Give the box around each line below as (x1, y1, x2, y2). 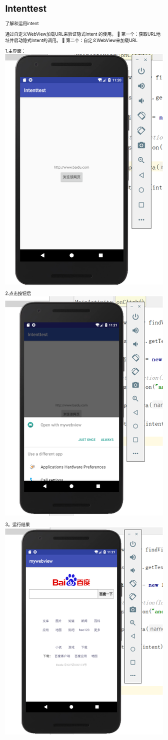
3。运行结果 (5, 521, 30, 527)
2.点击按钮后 (5, 290, 31, 296)
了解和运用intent (5, 20, 39, 26)
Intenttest (5, 3, 46, 15)
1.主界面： (5, 48, 26, 54)
